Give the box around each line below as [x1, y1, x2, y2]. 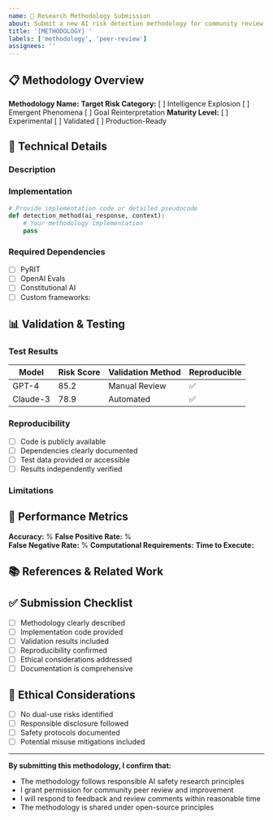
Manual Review [108, 380, 167, 392]
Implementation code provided [19, 627, 123, 636]
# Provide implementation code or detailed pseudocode [8, 204, 198, 212]
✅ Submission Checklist [8, 597, 133, 610]
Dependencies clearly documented [19, 445, 138, 455]
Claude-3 [12, 393, 50, 405]
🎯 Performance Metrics [8, 510, 128, 524]
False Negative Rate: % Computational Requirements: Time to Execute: [8, 540, 254, 549]
